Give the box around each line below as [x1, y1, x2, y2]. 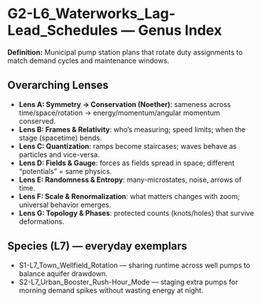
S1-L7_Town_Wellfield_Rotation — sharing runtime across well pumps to [18, 261, 251, 270]
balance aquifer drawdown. [18, 268, 108, 278]
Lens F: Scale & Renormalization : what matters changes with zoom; [18, 191, 241, 201]
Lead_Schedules [7, 21, 119, 39]
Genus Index [138, 21, 222, 39]
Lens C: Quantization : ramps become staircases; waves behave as [18, 141, 237, 150]
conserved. [18, 116, 56, 126]
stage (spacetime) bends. [18, 133, 102, 142]
